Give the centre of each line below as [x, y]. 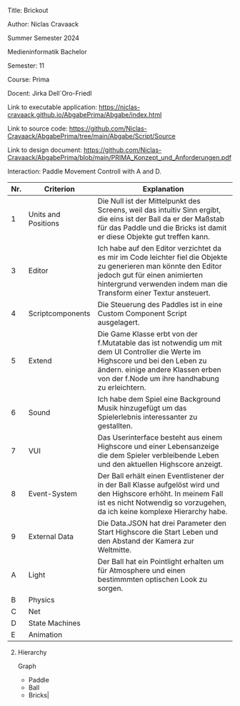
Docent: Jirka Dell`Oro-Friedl [50, 93]
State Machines [54, 623]
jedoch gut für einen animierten [150, 275]
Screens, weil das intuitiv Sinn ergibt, [159, 210]
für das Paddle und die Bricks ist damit [162, 228]
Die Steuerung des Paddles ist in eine [160, 304]
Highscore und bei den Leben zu [152, 361]
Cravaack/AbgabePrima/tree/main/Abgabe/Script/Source [92, 136]
